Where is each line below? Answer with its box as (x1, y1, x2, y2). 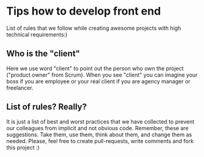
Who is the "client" (6, 49, 80, 59)
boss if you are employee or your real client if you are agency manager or (6, 77, 191, 85)
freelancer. (6, 84, 33, 91)
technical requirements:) (6, 30, 68, 38)
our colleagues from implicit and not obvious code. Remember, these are (6, 124, 189, 131)
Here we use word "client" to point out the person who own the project (6, 65, 184, 72)
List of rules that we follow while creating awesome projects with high (6, 24, 181, 32)
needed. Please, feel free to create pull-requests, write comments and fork (6, 137, 194, 144)
